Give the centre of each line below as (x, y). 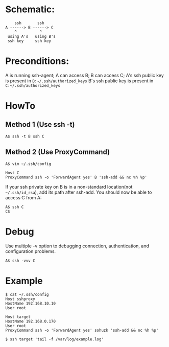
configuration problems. (31, 251)
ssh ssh (29, 23)
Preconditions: (37, 61)
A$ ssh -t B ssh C (25, 136)
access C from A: (23, 197)
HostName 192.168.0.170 (31, 321)
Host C (12, 173)
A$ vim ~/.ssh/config (28, 164)
